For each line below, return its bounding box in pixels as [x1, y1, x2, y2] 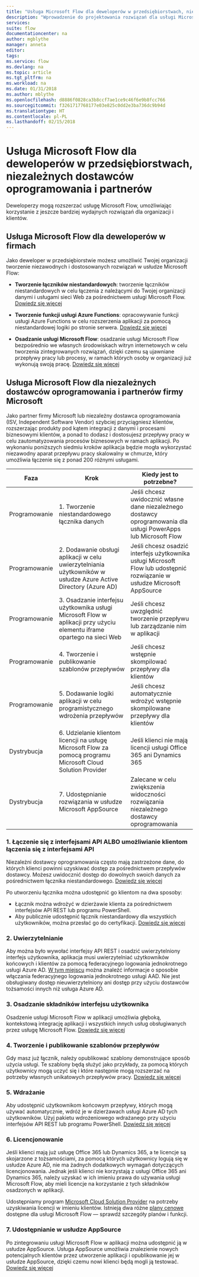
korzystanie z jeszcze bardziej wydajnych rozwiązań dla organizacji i [6, 208, 174, 215]
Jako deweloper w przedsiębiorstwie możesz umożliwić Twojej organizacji [6, 256, 188, 264]
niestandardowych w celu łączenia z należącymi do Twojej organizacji [14, 287, 185, 294]
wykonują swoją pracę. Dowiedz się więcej [14, 360, 120, 368]
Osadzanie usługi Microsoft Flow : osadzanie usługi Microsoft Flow [14, 335, 179, 342]
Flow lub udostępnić [130, 564, 187, 572]
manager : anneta [6, 42, 46, 48]
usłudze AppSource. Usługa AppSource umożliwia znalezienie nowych [6, 1245, 179, 1252]
